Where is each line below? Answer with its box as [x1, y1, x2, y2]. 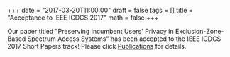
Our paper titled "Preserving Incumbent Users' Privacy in [7, 27, 174, 35]
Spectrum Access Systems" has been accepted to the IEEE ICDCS [27, 34, 221, 43]
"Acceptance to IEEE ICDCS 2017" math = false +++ [7, 13, 159, 22]
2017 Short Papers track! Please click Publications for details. [7, 42, 187, 50]
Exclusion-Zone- [175, 27, 224, 35]
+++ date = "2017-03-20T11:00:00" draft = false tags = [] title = [7, 6, 193, 14]
